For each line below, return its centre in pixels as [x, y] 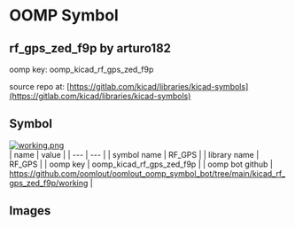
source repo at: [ [39, 86]
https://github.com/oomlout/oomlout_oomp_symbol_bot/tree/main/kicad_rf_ [147, 173]
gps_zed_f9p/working [49, 183]
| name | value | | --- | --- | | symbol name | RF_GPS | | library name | [134, 154]
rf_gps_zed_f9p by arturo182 [90, 48]
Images [30, 211]
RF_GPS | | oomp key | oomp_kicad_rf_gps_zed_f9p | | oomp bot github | [141, 164]
